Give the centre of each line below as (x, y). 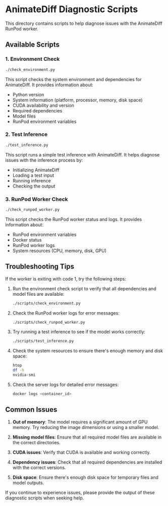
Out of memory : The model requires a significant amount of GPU (80, 422)
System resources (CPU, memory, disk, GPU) (60, 250)
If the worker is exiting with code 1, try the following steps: (66, 279)
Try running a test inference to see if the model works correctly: (79, 332)
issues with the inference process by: (44, 160)
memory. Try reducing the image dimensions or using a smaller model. (86, 427)
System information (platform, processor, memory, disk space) (77, 100)
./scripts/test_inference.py (43, 341)
